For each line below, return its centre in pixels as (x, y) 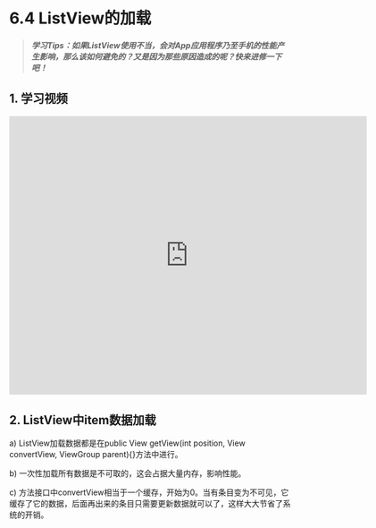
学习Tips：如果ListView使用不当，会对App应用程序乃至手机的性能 (154, 45)
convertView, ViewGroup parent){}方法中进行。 (96, 455)
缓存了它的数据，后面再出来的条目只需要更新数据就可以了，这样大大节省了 (146, 504)
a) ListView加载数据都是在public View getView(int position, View (127, 443)
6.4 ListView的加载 (80, 18)
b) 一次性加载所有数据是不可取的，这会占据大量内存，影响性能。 (128, 473)
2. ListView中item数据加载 (83, 420)
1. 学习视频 (39, 99)
